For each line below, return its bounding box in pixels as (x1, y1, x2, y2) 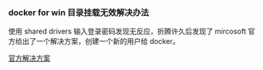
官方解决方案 (8, 53, 50, 63)
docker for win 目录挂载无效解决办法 (8, 6, 150, 17)
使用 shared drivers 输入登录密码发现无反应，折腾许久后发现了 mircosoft (8, 26, 246, 37)
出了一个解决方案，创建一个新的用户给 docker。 (22, 37, 180, 46)
